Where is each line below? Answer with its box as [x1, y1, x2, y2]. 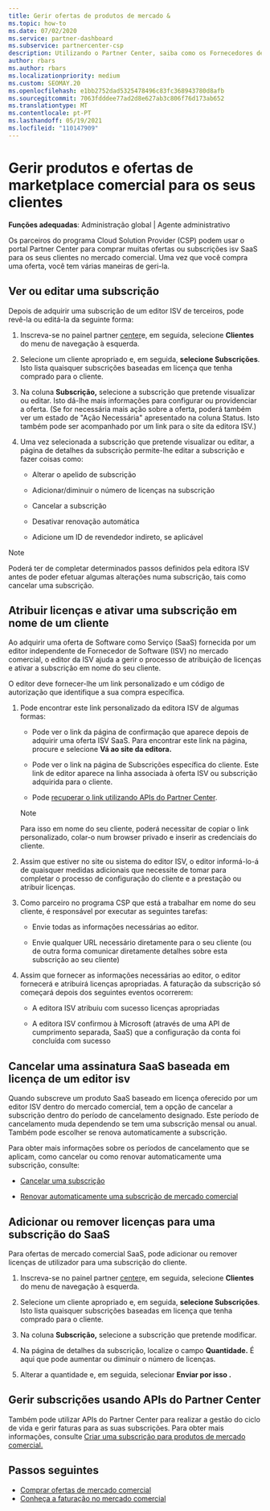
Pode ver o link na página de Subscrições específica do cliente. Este [31, 760, 260, 770]
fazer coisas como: [19, 454, 84, 463]
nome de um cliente [8, 616, 109, 629]
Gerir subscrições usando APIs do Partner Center [8, 1393, 261, 1407]
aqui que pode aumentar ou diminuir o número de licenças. [19, 1354, 216, 1364]
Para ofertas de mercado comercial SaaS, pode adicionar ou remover [8, 1248, 238, 1258]
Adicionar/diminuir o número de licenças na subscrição [31, 485, 215, 495]
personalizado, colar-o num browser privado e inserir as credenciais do [19, 832, 257, 842]
